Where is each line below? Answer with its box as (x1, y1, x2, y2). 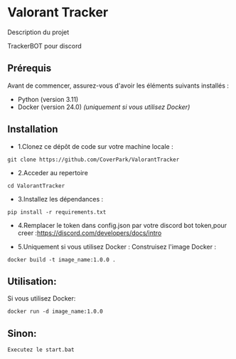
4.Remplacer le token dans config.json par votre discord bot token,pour (17, 221, 227, 229)
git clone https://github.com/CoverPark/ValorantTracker (7, 156, 180, 163)
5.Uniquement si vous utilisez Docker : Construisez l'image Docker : (17, 242, 217, 251)
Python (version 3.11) (17, 95, 79, 103)
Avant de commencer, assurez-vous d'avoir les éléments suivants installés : (7, 81, 230, 90)
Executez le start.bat (7, 346, 75, 353)
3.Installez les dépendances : (17, 194, 104, 203)
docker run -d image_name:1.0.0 (7, 308, 103, 316)
